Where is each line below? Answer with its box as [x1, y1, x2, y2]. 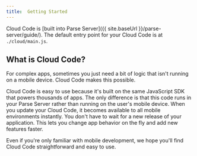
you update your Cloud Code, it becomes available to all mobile [6, 107, 161, 114]
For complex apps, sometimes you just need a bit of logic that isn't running [6, 70, 189, 77]
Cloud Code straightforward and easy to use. [6, 143, 116, 151]
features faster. [6, 125, 43, 133]
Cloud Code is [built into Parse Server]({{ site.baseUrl [6, 25, 138, 32]
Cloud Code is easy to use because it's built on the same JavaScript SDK [6, 88, 185, 95]
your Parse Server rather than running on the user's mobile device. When [6, 100, 185, 108]
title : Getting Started [6, 8, 68, 15]
